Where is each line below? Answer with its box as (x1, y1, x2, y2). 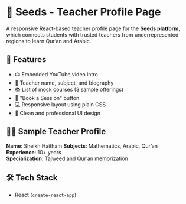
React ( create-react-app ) (14, 192, 77, 199)
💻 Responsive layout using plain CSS (14, 101, 106, 108)
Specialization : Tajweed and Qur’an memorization (6, 155, 128, 162)
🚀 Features (6, 54, 47, 64)
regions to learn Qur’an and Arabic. (6, 37, 92, 44)
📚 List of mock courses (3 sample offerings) (14, 86, 124, 93)
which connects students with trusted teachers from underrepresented (6, 31, 179, 38)
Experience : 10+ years (6, 148, 62, 156)
